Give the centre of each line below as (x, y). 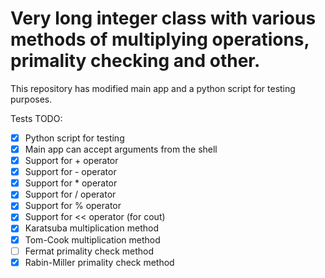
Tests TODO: (36, 118)
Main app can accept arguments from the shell (121, 149)
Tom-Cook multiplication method (92, 239)
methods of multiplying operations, (160, 39)
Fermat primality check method (89, 251)
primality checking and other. (135, 61)
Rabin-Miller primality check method (99, 262)
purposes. (31, 99)
